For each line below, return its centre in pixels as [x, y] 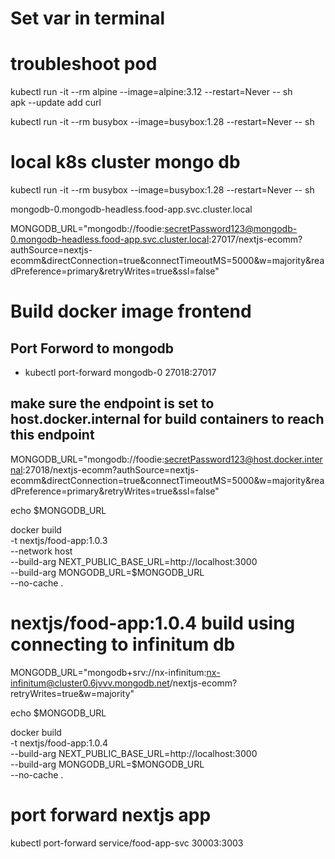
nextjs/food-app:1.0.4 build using [153, 623]
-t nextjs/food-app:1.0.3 [59, 540]
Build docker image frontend [131, 311]
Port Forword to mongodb [92, 348]
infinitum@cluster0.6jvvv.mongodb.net [90, 683]
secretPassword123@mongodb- [231, 229]
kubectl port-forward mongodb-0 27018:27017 [120, 373]
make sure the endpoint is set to [112, 403]
